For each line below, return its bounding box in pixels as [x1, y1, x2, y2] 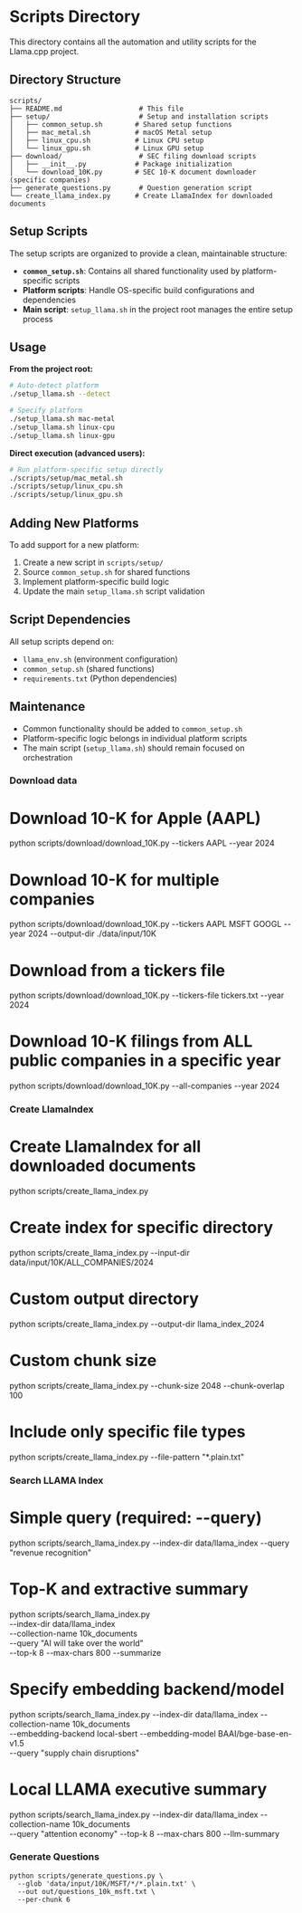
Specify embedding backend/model [9, 1679, 285, 1699]
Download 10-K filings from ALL [9, 1031, 253, 1052]
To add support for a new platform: [9, 539, 140, 550]
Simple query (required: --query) [9, 1507, 262, 1527]
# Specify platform [9, 406, 83, 416]
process [22, 313, 53, 324]
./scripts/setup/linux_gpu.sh [9, 491, 124, 500]
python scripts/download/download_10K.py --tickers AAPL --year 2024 [9, 837, 275, 848]
